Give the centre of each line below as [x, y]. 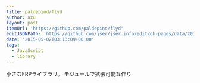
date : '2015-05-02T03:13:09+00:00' [50, 39]
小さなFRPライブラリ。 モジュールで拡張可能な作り [69, 74]
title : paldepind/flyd [34, 12]
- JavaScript [28, 51]
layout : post [22, 23]
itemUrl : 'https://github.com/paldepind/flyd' [65, 28]
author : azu [21, 17]
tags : [13, 45]
